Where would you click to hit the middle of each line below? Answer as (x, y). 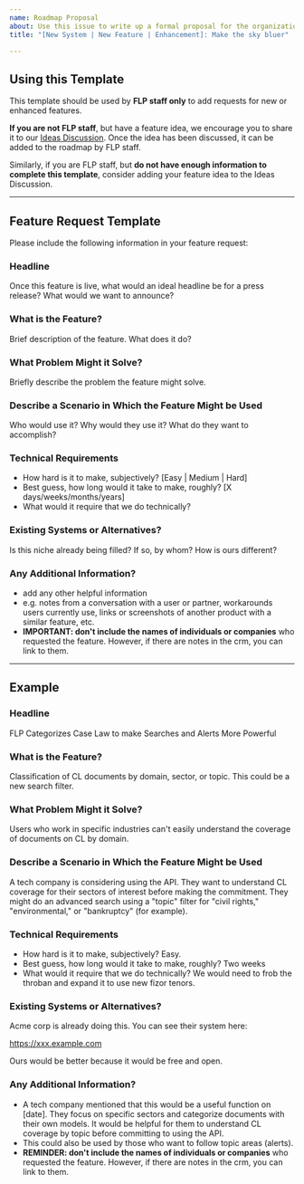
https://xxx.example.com (56, 1044)
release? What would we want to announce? (92, 296)
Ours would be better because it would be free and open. (116, 1061)
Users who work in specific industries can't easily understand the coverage (150, 829)
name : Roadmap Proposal (54, 18)
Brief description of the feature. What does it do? (100, 339)
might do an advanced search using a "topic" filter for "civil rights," (134, 901)
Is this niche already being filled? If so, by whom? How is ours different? (143, 549)
